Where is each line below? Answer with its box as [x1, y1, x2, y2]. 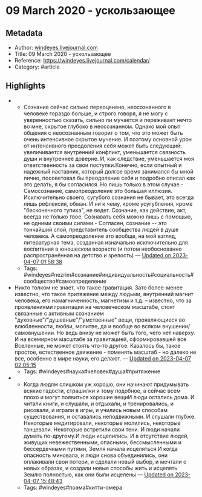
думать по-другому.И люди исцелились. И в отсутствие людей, [23, 432, 189, 439]
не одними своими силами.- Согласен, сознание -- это [23, 219, 167, 226]
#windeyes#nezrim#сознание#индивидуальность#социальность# [23, 271, 194, 278]
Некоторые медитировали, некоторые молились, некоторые [23, 419, 181, 427]
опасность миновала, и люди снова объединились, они [23, 451, 168, 459]
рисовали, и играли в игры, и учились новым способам [23, 406, 168, 413]
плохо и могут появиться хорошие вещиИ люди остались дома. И [23, 393, 195, 401]
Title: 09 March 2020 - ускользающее [14, 50, 111, 58]
